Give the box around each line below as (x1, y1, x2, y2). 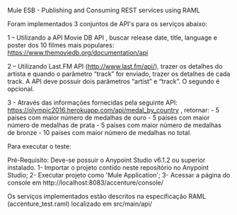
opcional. (7, 85, 35, 93)
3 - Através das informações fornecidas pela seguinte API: (7, 98, 178, 107)
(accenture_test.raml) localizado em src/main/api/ (7, 199, 152, 208)
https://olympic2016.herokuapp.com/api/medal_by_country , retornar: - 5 (7, 106, 220, 114)
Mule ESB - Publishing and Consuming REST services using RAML (7, 6, 200, 14)
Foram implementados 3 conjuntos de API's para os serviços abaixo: (7, 20, 207, 28)
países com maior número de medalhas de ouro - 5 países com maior (7, 113, 210, 122)
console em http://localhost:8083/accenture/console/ (7, 178, 164, 187)
